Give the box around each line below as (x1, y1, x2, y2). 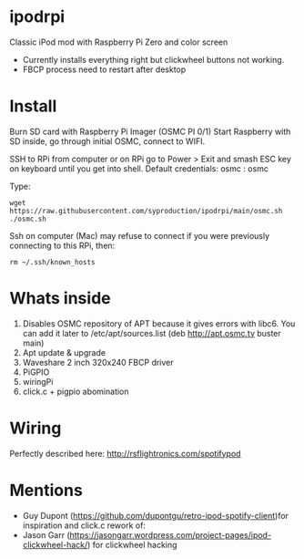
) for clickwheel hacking (87, 539, 177, 550)
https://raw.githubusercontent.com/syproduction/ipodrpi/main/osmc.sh (9, 206, 283, 215)
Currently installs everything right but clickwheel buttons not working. (22, 54, 285, 65)
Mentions (9, 480, 84, 501)
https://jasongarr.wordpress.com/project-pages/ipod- (69, 529, 271, 540)
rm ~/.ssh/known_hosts (9, 257, 96, 266)
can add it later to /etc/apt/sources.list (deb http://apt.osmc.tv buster (22, 327, 282, 338)
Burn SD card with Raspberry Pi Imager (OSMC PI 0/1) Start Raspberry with (9, 126, 291, 137)
